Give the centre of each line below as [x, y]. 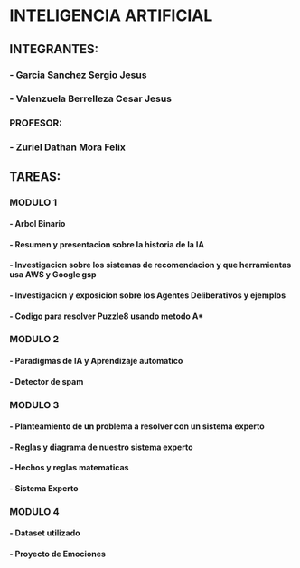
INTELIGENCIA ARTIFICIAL [111, 16]
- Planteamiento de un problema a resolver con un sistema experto [137, 426]
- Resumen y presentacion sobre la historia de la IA [107, 244]
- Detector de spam [47, 381]
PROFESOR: [36, 123]
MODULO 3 [34, 405]
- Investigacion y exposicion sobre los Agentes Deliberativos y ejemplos [148, 295]
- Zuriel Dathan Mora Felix [68, 147]
